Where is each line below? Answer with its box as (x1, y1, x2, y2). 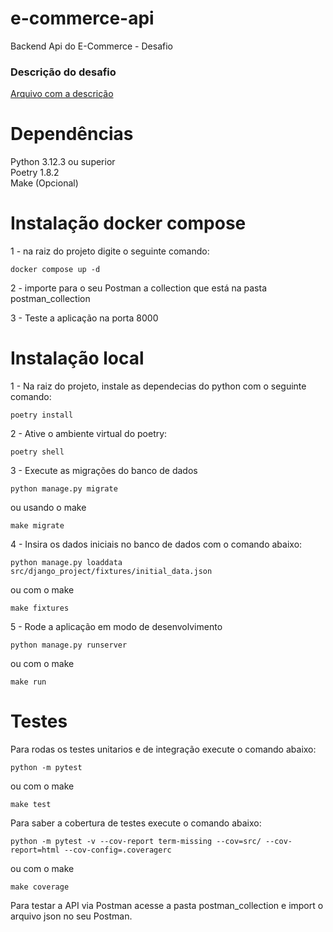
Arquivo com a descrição (10, 88, 114, 100)
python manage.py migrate (10, 484, 118, 494)
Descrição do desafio (10, 65, 117, 79)
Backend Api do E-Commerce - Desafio (10, 40, 173, 52)
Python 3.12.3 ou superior (10, 156, 116, 168)
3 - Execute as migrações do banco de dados (10, 465, 198, 477)
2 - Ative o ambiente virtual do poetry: (10, 428, 168, 440)
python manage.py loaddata (10, 558, 123, 568)
